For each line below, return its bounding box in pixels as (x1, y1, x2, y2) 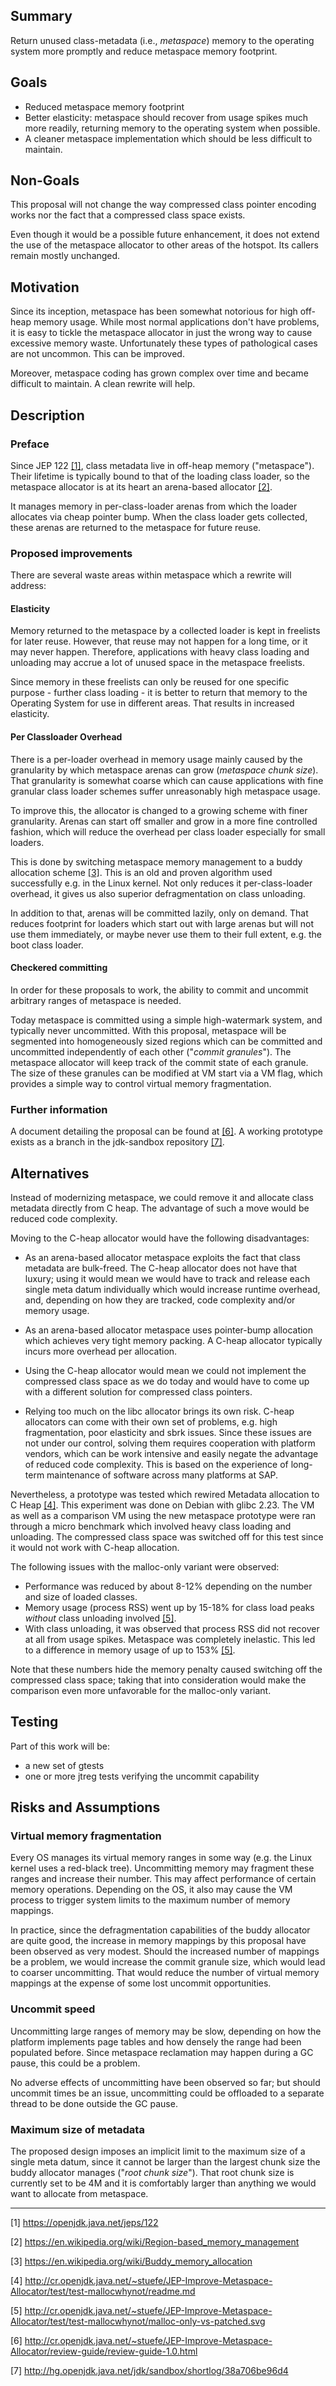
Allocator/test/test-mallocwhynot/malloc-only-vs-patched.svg (10, 2315, 266, 2328)
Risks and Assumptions (10, 1799, 161, 1816)
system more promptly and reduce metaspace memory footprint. (10, 45, 278, 57)
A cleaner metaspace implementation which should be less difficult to (24, 132, 313, 144)
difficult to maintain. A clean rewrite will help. (10, 378, 196, 390)
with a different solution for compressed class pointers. (24, 1385, 253, 1398)
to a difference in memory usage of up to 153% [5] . (24, 1644, 236, 1656)
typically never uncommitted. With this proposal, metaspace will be (10, 1024, 287, 1036)
